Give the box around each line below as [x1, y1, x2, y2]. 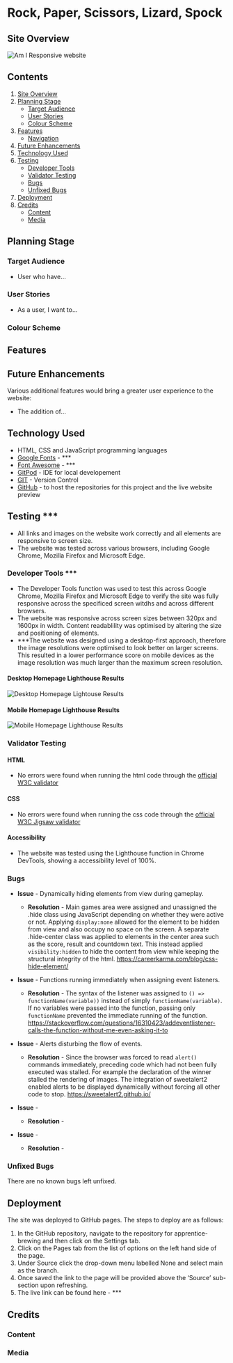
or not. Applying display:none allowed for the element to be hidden [27, 917, 220, 927]
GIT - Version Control [17, 475, 79, 484]
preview [17, 490, 40, 498]
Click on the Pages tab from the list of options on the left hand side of [17, 1244, 217, 1252]
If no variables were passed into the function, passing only [27, 1004, 196, 1012]
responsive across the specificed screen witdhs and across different [17, 599, 214, 607]
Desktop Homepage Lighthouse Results [7, 674, 124, 683]
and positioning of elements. [17, 629, 99, 637]
